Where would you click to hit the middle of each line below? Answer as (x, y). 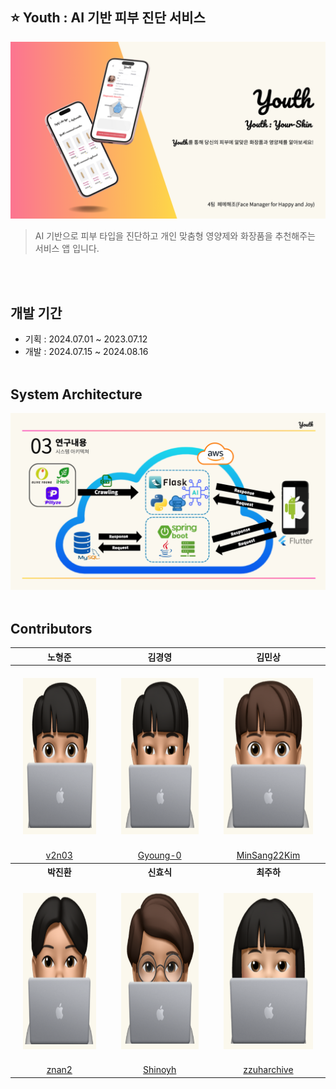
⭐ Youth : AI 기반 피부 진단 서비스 (108, 18)
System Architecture (76, 394)
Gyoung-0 (159, 855)
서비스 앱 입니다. (67, 249)
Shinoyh (160, 1070)
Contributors (51, 628)
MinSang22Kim (268, 855)
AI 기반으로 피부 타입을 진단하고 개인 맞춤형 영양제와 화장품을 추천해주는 (175, 236)
